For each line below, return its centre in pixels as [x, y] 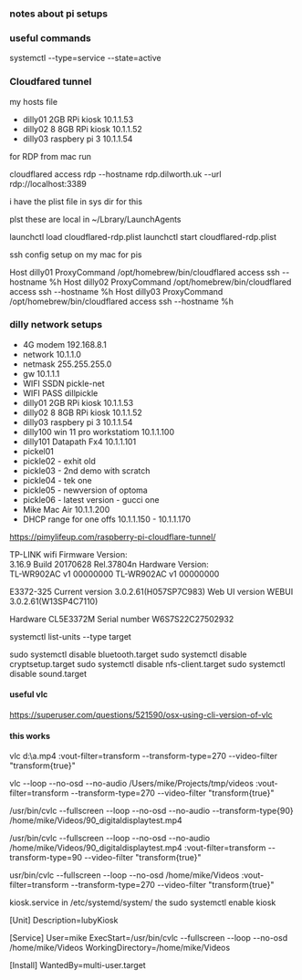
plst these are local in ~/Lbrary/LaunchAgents [95, 219]
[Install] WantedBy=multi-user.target [78, 965]
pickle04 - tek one [57, 480]
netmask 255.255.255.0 [67, 364]
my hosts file [33, 101]
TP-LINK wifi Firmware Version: [68, 554]
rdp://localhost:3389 [48, 183]
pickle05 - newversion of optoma [85, 490]
